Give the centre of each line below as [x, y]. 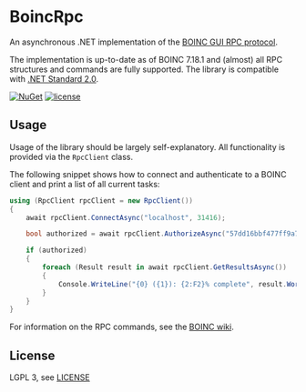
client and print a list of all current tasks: [85, 184]
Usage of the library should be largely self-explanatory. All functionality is [147, 146]
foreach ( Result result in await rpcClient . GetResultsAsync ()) [164, 267]
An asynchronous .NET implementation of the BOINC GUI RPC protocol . [143, 42]
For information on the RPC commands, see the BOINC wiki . [122, 327]
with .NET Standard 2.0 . [54, 78]
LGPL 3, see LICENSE [50, 377]
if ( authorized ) [57, 251]
